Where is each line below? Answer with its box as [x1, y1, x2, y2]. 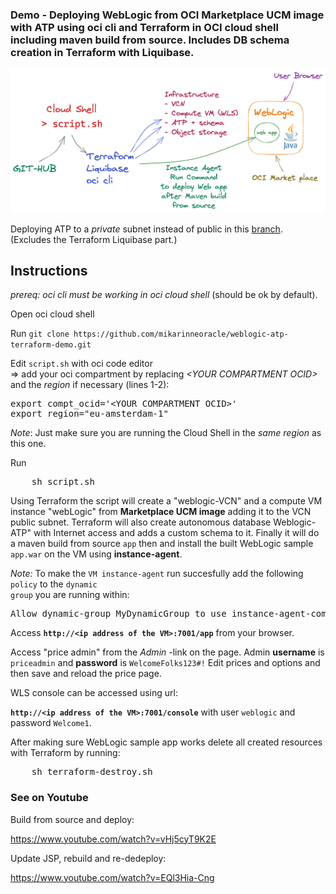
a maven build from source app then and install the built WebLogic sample [10, 538, 314, 550]
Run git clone [10, 328, 70, 340]
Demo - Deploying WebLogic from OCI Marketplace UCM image [10, 8, 325, 22]
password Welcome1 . [10, 717, 92, 729]
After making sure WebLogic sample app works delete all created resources [10, 736, 323, 748]
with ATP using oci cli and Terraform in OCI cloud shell [10, 20, 279, 34]
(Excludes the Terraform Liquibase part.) [10, 233, 178, 245]
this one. [10, 438, 47, 450]
